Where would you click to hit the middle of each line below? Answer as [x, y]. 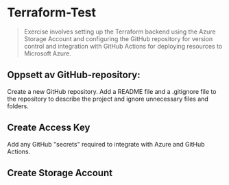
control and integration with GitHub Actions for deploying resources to [123, 46]
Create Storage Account [60, 173]
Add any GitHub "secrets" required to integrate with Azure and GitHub [106, 144]
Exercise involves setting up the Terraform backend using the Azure [120, 32]
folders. [18, 106]
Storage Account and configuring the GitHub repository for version [118, 38]
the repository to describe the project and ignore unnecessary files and [108, 99]
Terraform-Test [52, 13]
